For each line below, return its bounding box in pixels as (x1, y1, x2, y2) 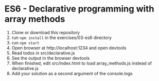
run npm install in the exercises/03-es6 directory (11, 35, 112, 40)
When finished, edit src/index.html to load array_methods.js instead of (11, 60, 152, 66)
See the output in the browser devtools (11, 55, 90, 61)
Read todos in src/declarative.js (11, 50, 75, 56)
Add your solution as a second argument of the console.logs (11, 70, 133, 76)
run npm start (11, 40, 39, 45)
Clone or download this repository (11, 29, 80, 35)
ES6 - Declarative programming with (4, 3, 154, 14)
